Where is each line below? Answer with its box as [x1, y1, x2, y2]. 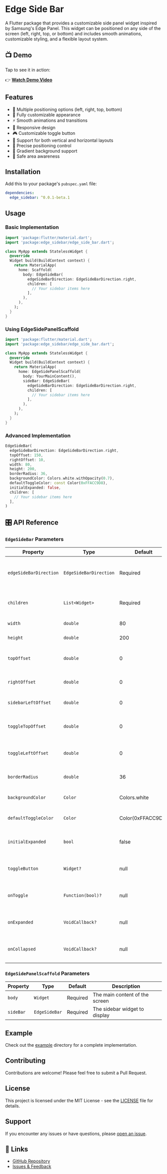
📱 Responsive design [12, 124, 56, 130]
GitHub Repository [12, 1158, 51, 1164]
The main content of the [92, 991, 149, 998]
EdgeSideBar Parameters [5, 536, 64, 543]
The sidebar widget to [92, 1006, 144, 1013]
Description [111, 983, 141, 990]
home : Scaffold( [18, 268, 52, 273]
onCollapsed [7, 946, 36, 952]
